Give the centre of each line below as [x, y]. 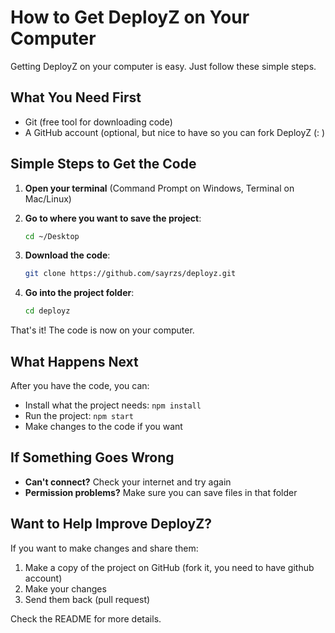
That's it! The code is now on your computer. [102, 330]
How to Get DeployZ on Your [130, 17]
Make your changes [65, 588]
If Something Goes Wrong [92, 457]
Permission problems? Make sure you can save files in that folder [161, 492]
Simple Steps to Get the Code [103, 164]
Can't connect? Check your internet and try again [128, 482]
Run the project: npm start [79, 415]
